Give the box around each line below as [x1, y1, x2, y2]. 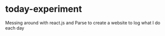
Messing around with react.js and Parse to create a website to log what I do [5, 20, 160, 26]
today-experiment [5, 3, 82, 15]
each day [5, 25, 24, 31]
